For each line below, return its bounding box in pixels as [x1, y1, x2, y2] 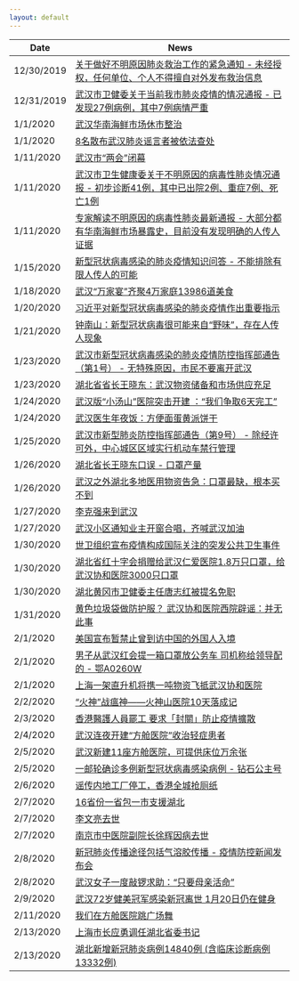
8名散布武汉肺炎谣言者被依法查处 [75, 134, 215, 147]
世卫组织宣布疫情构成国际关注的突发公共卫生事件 [75, 539, 280, 551]
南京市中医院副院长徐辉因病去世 [75, 829, 209, 841]
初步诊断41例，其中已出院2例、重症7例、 [94, 182, 270, 194]
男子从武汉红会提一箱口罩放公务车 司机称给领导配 [75, 649, 283, 661]
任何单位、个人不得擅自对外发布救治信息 [93, 71, 263, 84]
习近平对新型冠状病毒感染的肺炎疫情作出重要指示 [75, 302, 280, 314]
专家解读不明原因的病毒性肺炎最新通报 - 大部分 [75, 211, 273, 223]
